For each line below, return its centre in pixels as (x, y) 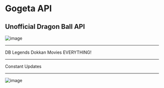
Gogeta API (29, 9)
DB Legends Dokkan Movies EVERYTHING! (48, 52)
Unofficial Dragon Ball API (45, 27)
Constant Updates (23, 66)
